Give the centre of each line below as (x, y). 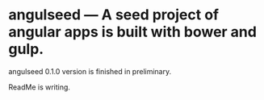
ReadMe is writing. (40, 87)
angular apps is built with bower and (132, 32)
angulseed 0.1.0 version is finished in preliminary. (90, 71)
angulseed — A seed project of (114, 15)
